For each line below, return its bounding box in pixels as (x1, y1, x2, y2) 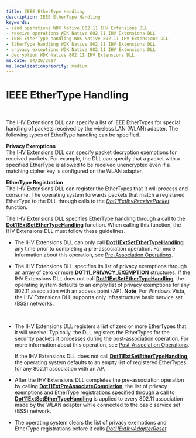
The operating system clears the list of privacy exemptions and (14, 419, 167, 426)
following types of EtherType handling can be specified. (6, 131, 140, 138)
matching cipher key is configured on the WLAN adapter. (6, 167, 143, 174)
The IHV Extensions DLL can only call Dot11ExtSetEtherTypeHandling (14, 239, 184, 246)
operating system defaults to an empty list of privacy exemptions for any (14, 282, 190, 289)
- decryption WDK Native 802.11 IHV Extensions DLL (6, 52, 135, 58)
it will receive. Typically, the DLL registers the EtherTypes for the (14, 329, 170, 336)
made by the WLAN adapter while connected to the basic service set (14, 402, 181, 409)
